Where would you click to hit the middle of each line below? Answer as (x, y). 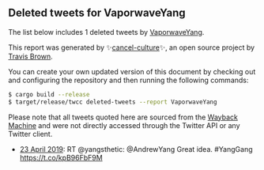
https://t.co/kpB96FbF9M (61, 157)
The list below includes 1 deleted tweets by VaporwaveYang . (106, 32)
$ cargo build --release (49, 94)
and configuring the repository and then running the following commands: (128, 80)
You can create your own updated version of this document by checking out (132, 71)
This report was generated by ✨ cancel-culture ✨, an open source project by (132, 47)
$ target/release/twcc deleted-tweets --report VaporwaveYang (113, 102)
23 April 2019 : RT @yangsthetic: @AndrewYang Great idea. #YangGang (136, 149)
